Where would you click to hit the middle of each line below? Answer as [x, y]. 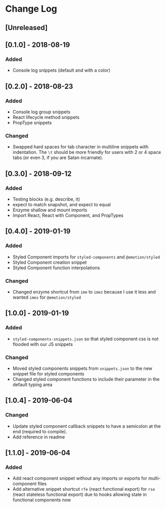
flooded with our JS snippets [43, 344]
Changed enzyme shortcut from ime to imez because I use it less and [84, 292]
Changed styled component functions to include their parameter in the [86, 379]
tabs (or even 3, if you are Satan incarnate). [58, 157]
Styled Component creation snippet [50, 262]
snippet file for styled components [48, 373]
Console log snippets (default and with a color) [61, 70]
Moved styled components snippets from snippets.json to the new [82, 368]
